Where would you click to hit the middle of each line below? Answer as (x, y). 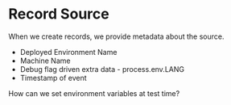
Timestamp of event (53, 78)
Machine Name (45, 61)
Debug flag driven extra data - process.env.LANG (102, 69)
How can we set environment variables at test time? (94, 93)
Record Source (59, 14)
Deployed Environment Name (68, 52)
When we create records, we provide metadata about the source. (116, 36)
